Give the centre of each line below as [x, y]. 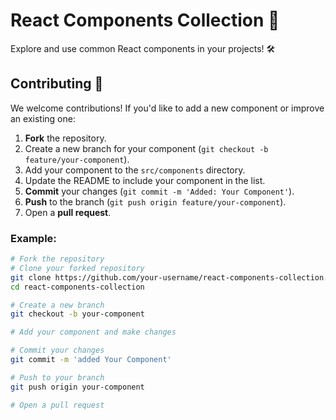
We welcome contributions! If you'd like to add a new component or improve [167, 108]
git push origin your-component [77, 387]
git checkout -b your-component [77, 314]
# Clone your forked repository [77, 268]
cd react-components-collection [77, 287]
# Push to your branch [57, 377]
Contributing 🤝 [57, 84]
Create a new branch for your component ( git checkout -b [146, 148]
